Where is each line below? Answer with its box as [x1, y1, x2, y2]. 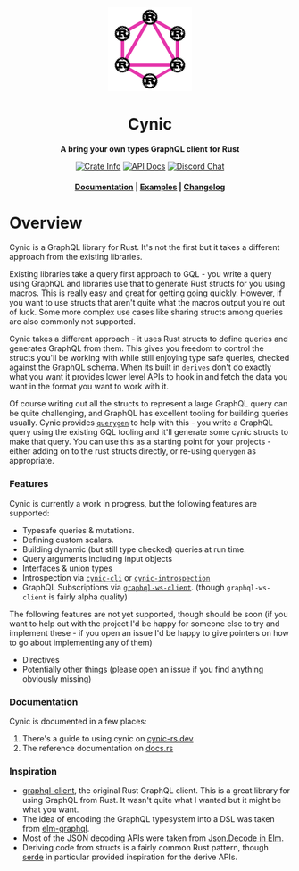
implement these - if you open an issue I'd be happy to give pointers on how [9, 627, 290, 638]
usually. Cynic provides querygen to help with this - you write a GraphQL [9, 417, 274, 428]
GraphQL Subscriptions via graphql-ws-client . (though [21, 582, 225, 592]
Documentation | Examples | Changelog [74, 181, 226, 192]
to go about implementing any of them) [9, 637, 154, 648]
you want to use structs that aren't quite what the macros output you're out [9, 297, 286, 308]
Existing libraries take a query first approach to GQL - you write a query [9, 269, 272, 280]
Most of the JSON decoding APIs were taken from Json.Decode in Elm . [21, 833, 284, 843]
